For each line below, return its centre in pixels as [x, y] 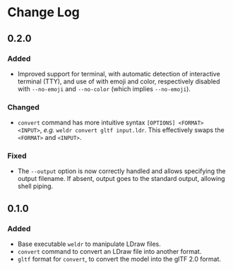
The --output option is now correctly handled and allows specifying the [121, 171]
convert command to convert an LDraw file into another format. [109, 252]
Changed [24, 107]
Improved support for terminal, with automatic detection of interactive [119, 74]
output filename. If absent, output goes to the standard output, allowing [121, 179]
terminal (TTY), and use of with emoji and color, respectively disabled [119, 81]
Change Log [43, 12]
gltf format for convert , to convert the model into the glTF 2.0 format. [119, 259]
